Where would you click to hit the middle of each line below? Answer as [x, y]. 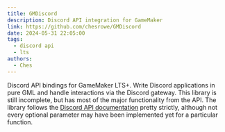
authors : [20, 59]
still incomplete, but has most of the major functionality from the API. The [112, 100]
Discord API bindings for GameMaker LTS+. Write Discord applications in [111, 85]
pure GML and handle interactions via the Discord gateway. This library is [112, 92]
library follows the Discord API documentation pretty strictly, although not [112, 107]
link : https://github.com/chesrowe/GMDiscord [74, 26]
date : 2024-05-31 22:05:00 [46, 33]
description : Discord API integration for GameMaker [85, 20]
